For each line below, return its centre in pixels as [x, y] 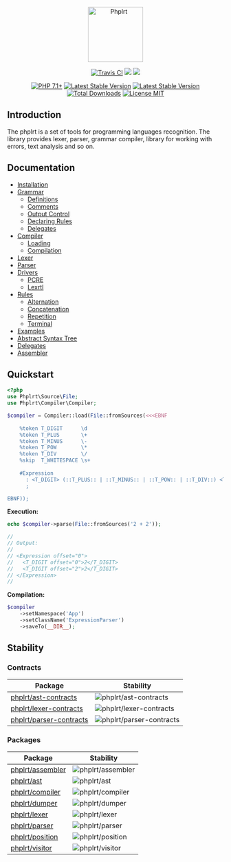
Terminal [40, 323]
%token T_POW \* [54, 448]
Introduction [34, 115]
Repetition [42, 316]
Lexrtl [35, 287]
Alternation [43, 301]
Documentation [41, 168]
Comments [43, 206]
